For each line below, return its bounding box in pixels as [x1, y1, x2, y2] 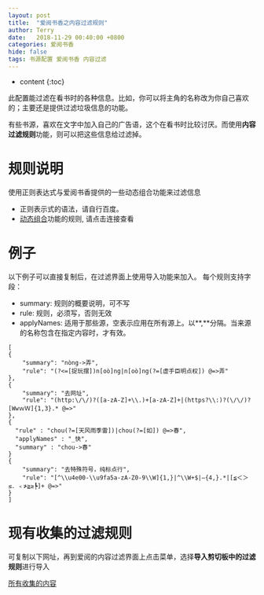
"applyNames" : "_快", [15, 435, 89, 443]
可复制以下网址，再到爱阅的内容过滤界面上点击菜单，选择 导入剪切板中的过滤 [8, 552, 256, 561]
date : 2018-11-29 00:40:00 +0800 [8, 33, 125, 42]
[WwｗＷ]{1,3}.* [8, 404, 59, 413]
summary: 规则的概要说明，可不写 [19, 298, 130, 307]
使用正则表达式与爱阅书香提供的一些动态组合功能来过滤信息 [8, 187, 201, 196]
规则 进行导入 [8, 561, 49, 571]
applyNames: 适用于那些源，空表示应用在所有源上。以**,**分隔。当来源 [19, 318, 251, 327]
